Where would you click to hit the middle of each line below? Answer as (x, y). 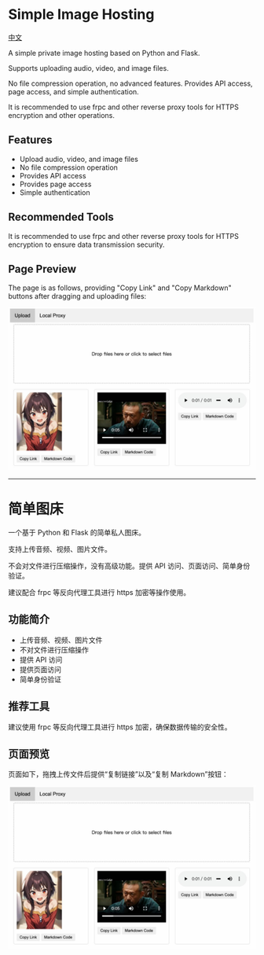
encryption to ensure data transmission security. (86, 244)
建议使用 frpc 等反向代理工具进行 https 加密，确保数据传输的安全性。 (120, 727)
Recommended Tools (61, 217)
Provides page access (55, 184)
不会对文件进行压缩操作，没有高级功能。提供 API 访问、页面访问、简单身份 (129, 566)
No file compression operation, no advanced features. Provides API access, (130, 83)
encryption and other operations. (62, 115)
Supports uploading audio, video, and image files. (88, 68)
